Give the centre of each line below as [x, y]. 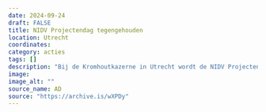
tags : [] [23, 60]
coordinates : [30, 45]
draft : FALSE [30, 23]
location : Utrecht [38, 37]
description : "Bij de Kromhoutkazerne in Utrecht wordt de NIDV [116, 67]
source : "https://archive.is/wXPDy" [68, 96]
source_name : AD [35, 89]
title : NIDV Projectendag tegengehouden [76, 30]
